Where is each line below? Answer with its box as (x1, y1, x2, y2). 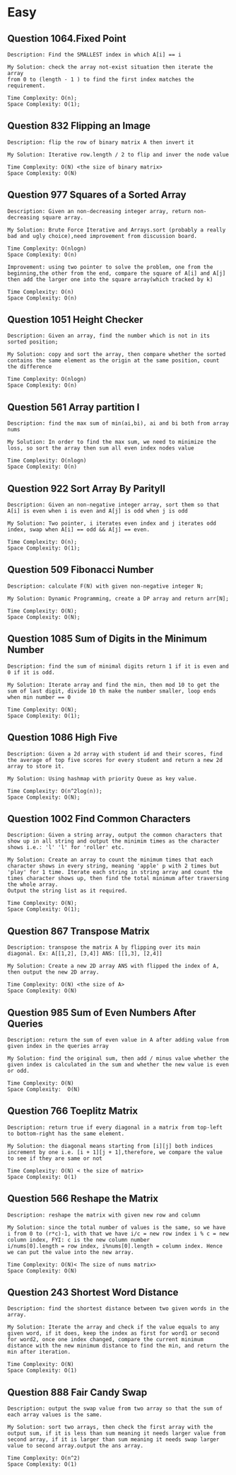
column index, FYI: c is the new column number (7, 1236, 151, 1243)
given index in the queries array (7, 1042, 110, 1049)
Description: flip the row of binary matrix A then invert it (7, 139, 194, 146)
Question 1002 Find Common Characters (7, 812, 191, 825)
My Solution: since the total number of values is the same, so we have (7, 1224, 226, 1231)
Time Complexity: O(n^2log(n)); (7, 787, 102, 795)
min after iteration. (7, 1348, 71, 1356)
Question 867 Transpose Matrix (7, 925, 150, 937)
